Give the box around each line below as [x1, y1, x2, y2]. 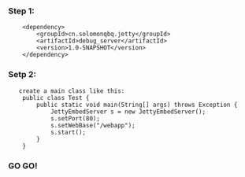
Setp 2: [8, 69, 37, 80]
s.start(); [50, 128, 87, 136]
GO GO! [8, 160, 38, 171]
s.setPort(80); [50, 114, 101, 123]
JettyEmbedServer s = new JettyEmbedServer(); [50, 108, 206, 116]
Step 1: [8, 6, 35, 17]
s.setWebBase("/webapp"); [50, 121, 135, 129]
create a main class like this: [18, 87, 125, 95]
